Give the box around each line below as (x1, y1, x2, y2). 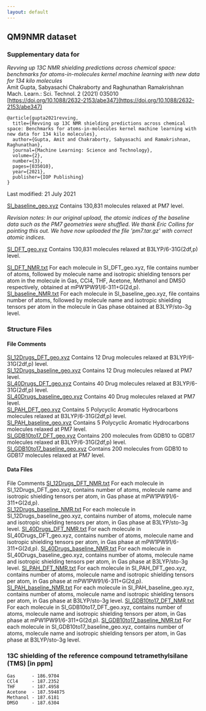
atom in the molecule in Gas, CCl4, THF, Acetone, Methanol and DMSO (7, 277, 186, 284)
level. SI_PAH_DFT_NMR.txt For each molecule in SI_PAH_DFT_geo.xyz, (7, 564, 187, 572)
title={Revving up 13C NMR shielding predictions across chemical (12, 120, 186, 126)
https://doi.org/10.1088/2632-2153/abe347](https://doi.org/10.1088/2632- (9, 96, 195, 104)
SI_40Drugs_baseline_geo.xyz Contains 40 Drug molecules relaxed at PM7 (7, 393, 196, 400)
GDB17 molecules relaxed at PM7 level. (7, 452, 105, 459)
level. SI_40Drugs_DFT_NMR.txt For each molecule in (7, 525, 142, 532)
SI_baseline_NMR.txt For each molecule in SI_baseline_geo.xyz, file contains (7, 290, 200, 298)
